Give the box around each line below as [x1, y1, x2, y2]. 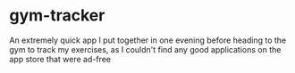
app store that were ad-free [9, 53, 112, 64]
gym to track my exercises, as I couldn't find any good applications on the [9, 44, 282, 54]
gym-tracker [9, 5, 105, 26]
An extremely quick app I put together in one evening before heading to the [9, 35, 287, 45]
